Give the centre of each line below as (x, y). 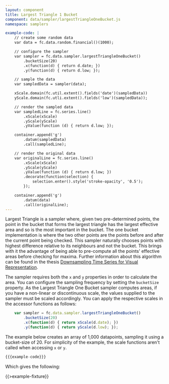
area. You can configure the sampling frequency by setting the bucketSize (82, 283)
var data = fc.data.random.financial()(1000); (64, 43)
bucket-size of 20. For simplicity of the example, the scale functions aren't (82, 342)
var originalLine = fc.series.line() (54, 158)
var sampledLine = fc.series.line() (53, 112)
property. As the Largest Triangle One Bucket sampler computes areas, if (81, 288)
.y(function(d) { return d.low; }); (62, 70)
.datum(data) (37, 200)
